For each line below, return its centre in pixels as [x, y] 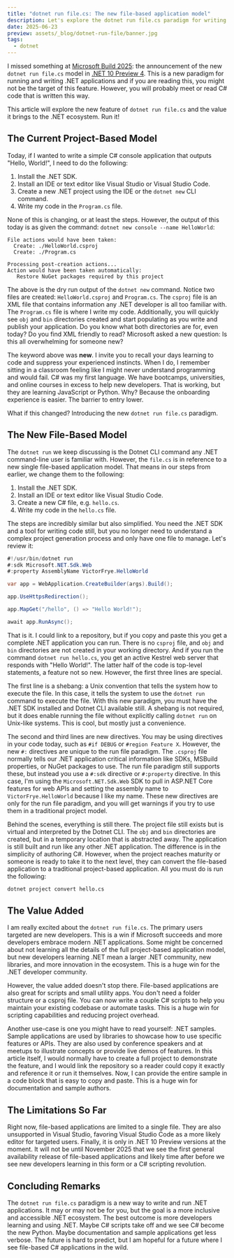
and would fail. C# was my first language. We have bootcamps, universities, [116, 377]
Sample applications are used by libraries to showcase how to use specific [115, 1036]
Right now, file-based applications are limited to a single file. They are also [114, 1127]
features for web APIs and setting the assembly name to [88, 788]
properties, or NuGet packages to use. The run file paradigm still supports [114, 766]
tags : [15, 40]
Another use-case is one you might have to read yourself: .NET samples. [112, 1029]
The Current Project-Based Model [82, 139]
